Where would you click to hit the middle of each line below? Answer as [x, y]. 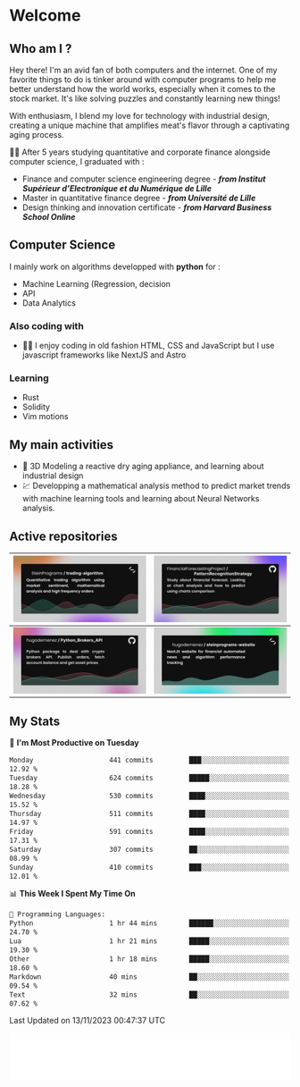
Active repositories [63, 536]
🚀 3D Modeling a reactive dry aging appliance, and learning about [143, 467]
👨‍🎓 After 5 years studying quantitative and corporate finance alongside [140, 152]
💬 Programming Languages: [57, 914]
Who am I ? [41, 49]
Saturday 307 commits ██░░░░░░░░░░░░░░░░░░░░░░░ [150, 850]
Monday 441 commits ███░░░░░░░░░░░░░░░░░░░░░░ [150, 761]
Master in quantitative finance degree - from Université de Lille [139, 198]
